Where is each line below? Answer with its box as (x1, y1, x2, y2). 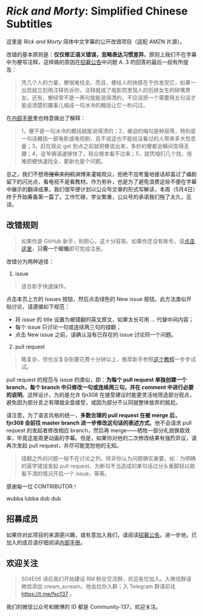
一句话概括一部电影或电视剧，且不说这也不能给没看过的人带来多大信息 (21, 134, 196, 142)
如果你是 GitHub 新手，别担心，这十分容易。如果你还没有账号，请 (21, 237, 185, 245)
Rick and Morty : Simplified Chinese (6, 4, 188, 18)
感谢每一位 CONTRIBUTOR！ (6, 483, 79, 490)
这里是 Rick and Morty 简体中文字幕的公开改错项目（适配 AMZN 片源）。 (6, 38, 185, 45)
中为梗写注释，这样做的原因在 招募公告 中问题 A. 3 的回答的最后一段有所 (6, 58, 184, 65)
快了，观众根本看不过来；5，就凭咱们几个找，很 (72, 150, 192, 157)
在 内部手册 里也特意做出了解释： (6, 114, 86, 122)
